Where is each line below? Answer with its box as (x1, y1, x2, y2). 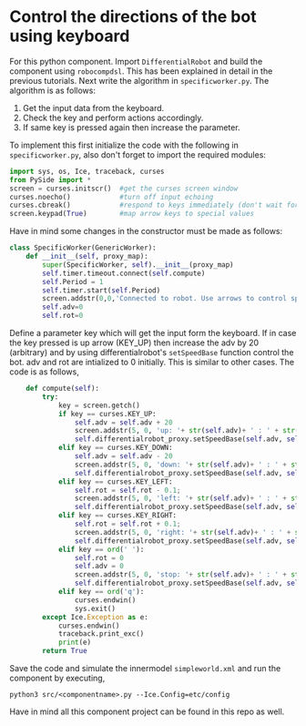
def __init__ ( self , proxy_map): (25, 252, 148, 261)
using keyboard (9, 26, 130, 46)
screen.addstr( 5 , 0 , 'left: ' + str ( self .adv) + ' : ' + (74, 494, 287, 503)
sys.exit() (74, 604, 117, 613)
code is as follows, (9, 366, 79, 377)
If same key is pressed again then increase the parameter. (22, 121, 240, 133)
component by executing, (9, 672, 106, 684)
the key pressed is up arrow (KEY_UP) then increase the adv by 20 (9, 337, 260, 348)
